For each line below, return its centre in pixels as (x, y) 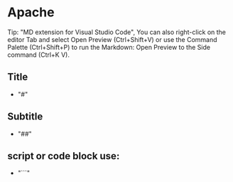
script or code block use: (64, 156)
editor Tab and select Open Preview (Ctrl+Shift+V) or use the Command (113, 39)
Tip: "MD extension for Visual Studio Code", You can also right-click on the (116, 32)
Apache (31, 12)
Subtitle (25, 117)
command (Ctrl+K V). (38, 55)
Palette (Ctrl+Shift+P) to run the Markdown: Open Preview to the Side (109, 47)
